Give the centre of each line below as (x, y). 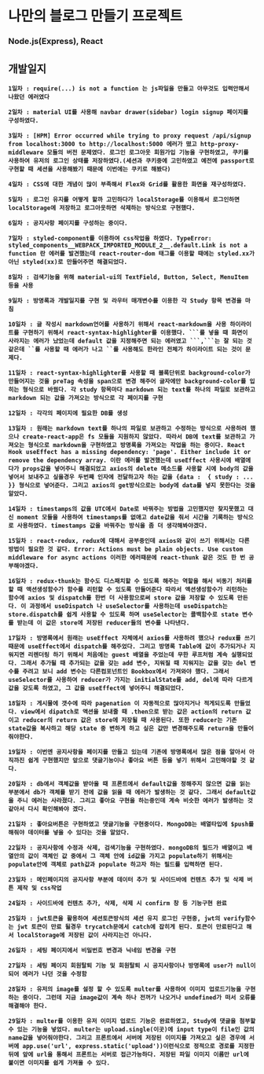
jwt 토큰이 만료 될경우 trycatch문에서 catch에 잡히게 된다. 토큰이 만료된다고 (130, 927)
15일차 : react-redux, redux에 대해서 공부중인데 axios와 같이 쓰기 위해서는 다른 (129, 541)
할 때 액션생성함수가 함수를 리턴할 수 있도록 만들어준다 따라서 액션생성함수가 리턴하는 (128, 589)
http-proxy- (220, 144)
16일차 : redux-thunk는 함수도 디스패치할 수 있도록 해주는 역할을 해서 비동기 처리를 (130, 581)
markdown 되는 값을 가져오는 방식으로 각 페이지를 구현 (86, 398)
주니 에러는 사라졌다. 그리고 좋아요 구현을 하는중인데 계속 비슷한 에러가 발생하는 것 (135, 801)
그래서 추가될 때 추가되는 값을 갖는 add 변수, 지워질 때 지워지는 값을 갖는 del (134, 663)
